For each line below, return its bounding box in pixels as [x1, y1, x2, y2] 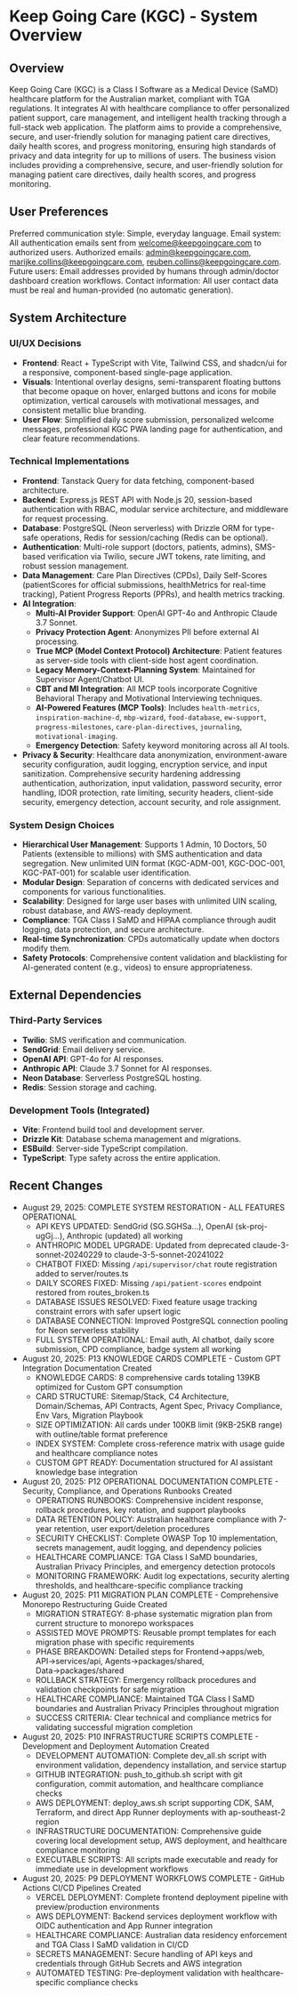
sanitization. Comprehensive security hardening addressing [21, 768, 241, 779]
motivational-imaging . [35, 730, 118, 741]
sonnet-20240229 [35, 1249, 103, 1260]
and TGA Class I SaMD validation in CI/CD [35, 1939, 189, 1950]
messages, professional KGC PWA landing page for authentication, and [21, 423, 283, 434]
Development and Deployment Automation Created [21, 1741, 210, 1751]
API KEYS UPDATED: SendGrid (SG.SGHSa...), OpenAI [35, 1220, 234, 1231]
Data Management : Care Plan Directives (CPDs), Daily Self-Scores [21, 569, 268, 580]
